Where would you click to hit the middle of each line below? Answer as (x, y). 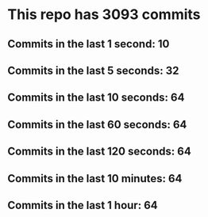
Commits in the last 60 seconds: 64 (97, 124)
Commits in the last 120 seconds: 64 (99, 152)
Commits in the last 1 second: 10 (89, 44)
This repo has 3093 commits (104, 15)
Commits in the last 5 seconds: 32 (93, 70)
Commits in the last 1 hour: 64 (83, 205)
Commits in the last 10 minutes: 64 (95, 179)
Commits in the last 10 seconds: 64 (96, 98)
